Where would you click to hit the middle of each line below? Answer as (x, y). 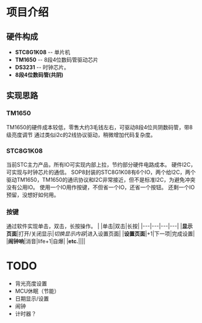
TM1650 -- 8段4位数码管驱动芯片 (56, 60)
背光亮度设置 (31, 284)
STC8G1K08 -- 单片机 (43, 52)
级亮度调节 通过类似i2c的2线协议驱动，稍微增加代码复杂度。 (81, 135)
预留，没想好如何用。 (33, 194)
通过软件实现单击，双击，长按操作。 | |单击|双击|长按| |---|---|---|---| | (94, 226)
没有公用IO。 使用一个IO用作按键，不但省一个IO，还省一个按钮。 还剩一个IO (100, 187)
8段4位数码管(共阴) (39, 75)
